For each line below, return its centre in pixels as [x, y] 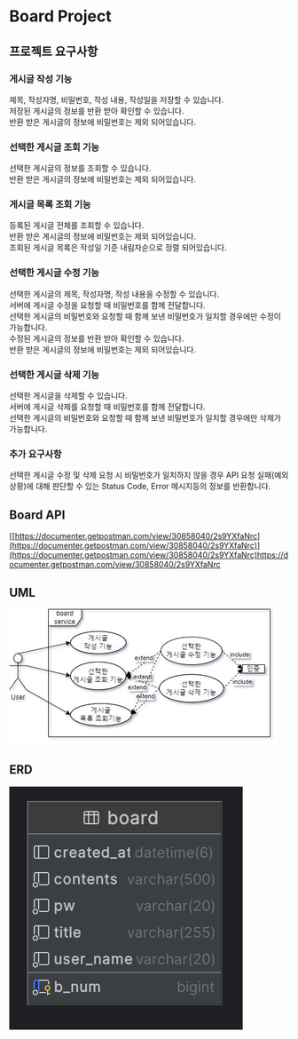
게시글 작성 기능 [41, 79]
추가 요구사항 [35, 454]
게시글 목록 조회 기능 [50, 204]
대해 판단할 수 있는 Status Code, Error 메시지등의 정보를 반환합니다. [153, 487]
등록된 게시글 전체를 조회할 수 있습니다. [77, 226]
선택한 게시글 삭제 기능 [55, 375]
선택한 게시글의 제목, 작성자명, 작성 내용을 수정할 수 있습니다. [114, 294]
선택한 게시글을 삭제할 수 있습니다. [68, 396]
